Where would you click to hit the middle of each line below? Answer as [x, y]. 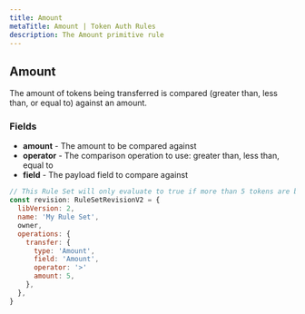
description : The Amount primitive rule [87, 34]
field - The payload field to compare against [105, 175]
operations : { [44, 234]
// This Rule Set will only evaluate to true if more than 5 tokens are [150, 191]
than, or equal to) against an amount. [79, 103]
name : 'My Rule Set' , [59, 217]
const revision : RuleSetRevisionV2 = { [85, 201]
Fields [23, 126]
